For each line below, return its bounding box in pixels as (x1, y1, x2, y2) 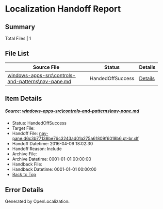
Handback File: (12, 161, 43, 167)
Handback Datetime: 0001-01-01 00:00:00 (12, 166, 97, 172)
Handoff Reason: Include (12, 146, 62, 152)
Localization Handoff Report (5, 3, 121, 15)
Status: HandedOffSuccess (12, 120, 67, 126)
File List (5, 49, 29, 58)
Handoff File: (12, 131, 38, 136)
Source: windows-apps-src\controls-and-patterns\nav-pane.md (5, 108, 140, 114)
